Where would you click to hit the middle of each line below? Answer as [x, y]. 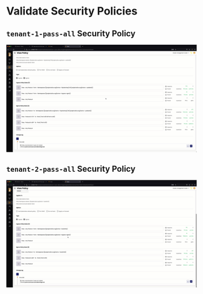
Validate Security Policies [72, 11]
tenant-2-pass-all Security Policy [71, 168]
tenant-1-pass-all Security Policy [71, 34]
